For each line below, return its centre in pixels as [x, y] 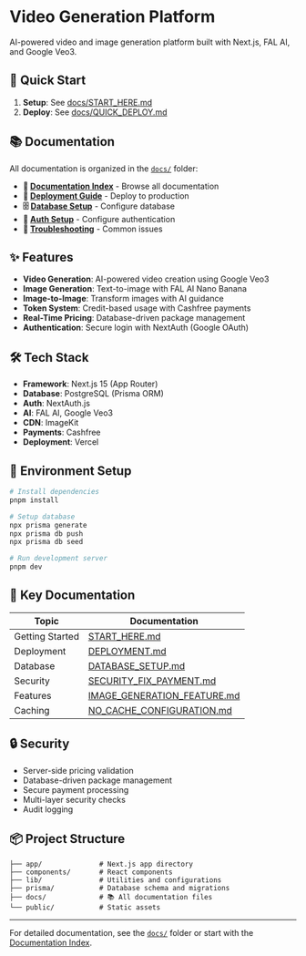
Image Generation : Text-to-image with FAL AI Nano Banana [135, 289]
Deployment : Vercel [61, 442]
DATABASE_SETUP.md [137, 665]
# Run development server [58, 559]
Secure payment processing [76, 789]
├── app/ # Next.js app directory [102, 864]
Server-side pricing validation [78, 770]
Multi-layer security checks [74, 799]
